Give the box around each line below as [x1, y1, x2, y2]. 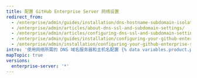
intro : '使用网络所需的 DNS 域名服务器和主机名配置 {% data [6, 47, 140, 53]
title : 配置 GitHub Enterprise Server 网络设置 [6, 8, 119, 15]
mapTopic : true [6, 52, 43, 58]
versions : [6, 57, 30, 63]
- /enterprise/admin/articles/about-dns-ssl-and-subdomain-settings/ [11, 25, 185, 31]
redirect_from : [6, 14, 43, 20]
